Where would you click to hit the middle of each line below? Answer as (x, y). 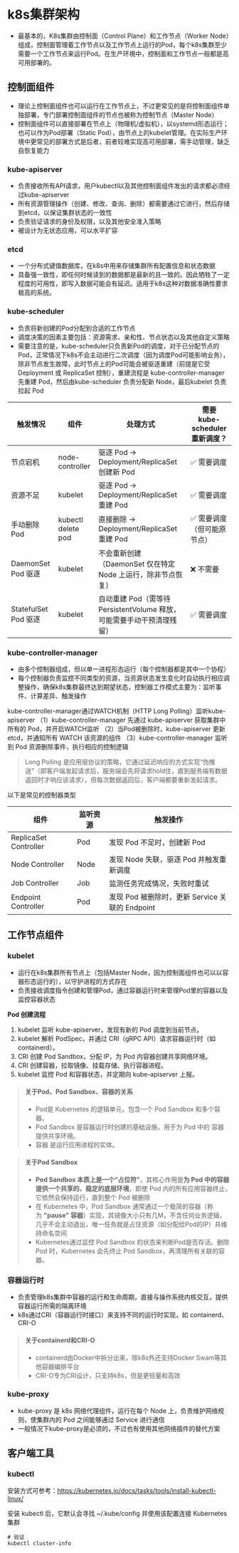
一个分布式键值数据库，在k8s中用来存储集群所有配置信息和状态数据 (116, 266)
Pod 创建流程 (27, 1014)
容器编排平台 (60, 1366)
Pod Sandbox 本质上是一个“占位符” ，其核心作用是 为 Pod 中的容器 (132, 1180)
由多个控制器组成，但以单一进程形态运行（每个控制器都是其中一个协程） (123, 669)
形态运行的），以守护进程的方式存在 (75, 981)
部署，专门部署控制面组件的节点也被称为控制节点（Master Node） (121, 114)
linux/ (16, 1498)
